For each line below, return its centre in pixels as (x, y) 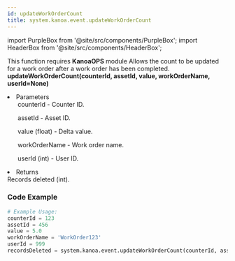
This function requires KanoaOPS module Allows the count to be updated (113, 61)
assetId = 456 (28, 225)
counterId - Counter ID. (51, 104)
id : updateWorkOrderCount (45, 14)
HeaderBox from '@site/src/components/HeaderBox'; (85, 47)
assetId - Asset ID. (44, 118)
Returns (27, 172)
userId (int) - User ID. (48, 158)
